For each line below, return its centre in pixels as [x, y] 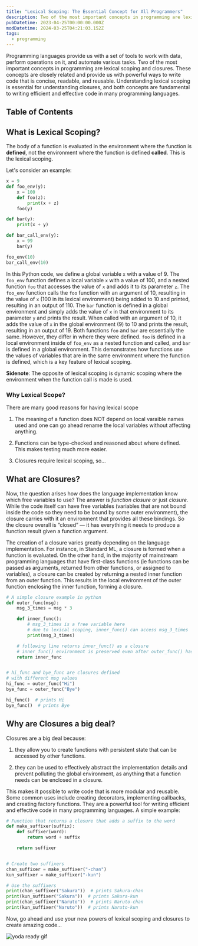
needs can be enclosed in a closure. [59, 779]
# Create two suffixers [35, 864]
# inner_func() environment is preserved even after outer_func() [100, 651]
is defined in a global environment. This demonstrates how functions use [95, 349]
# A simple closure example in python [54, 597]
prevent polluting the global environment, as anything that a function [98, 774]
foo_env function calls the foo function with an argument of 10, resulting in [96, 292]
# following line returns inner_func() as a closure [83, 646]
